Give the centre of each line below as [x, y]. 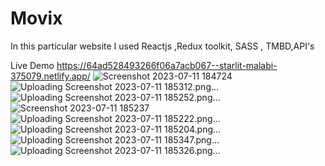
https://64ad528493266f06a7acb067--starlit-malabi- [167, 65]
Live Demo [32, 65]
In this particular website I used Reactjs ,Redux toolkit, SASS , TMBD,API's [162, 46]
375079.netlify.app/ [50, 76]
